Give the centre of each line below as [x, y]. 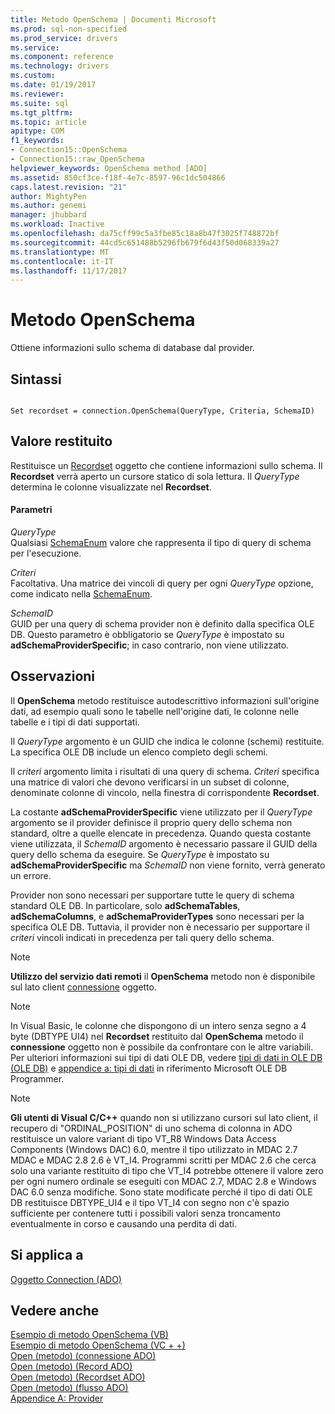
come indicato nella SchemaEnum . [81, 594]
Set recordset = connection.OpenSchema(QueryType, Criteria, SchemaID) [162, 411]
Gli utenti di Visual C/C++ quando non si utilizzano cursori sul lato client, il [164, 1117]
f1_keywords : [37, 141]
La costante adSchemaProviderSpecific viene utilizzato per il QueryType [161, 812]
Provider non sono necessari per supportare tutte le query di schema [152, 895]
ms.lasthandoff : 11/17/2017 [69, 271]
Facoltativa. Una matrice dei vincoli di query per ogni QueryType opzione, [162, 583]
